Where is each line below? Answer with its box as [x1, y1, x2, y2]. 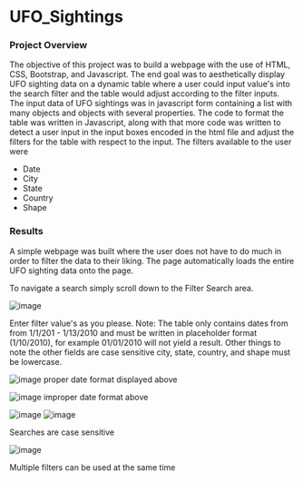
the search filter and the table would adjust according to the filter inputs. [9, 88, 279, 99]
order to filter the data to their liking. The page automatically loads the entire [9, 255, 295, 266]
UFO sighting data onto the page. [9, 265, 134, 276]
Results [9, 225, 44, 238]
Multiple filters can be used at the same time [9, 461, 176, 473]
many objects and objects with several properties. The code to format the [9, 107, 284, 119]
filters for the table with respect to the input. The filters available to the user [9, 136, 292, 147]
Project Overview [9, 39, 88, 52]
